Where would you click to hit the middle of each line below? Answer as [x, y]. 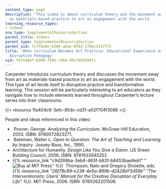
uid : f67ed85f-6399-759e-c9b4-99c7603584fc [51, 60]
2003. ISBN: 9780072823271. [42, 134]
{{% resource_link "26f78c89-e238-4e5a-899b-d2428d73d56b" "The [84, 171]
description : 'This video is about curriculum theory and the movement [80, 14]
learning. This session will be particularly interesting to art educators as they [83, 90]
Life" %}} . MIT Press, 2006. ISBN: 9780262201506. [64, 182]
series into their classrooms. [34, 100]
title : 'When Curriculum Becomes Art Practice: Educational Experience [80, 51]
